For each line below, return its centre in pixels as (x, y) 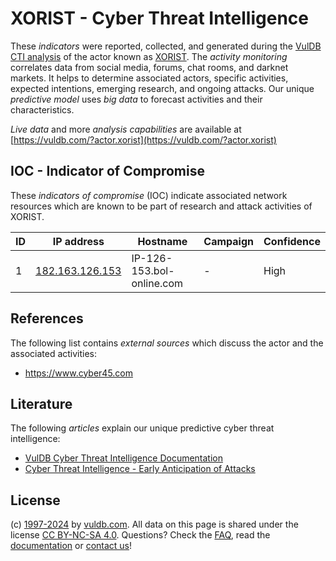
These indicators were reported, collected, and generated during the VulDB (166, 46)
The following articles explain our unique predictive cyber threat (142, 428)
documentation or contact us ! (71, 546)
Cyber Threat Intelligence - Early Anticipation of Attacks (140, 469)
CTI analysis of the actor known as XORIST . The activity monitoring (149, 56)
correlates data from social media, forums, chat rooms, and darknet (149, 67)
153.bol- (153, 270)
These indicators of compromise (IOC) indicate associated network (149, 195)
